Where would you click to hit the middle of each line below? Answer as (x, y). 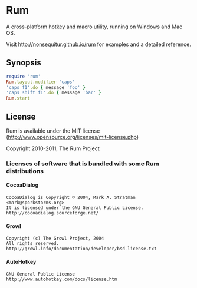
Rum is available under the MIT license (53, 131)
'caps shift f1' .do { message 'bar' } (54, 93)
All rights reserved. (33, 244)
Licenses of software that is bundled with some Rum (83, 164)
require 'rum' (24, 76)
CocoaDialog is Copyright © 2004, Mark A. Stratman (71, 198)
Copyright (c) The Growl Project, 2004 (55, 239)
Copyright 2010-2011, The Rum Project (53, 148)
